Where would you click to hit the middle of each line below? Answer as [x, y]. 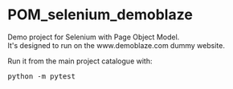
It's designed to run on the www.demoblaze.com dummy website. [117, 45]
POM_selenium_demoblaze [100, 15]
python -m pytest [41, 76]
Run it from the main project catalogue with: [80, 61]
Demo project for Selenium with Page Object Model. [94, 37]
